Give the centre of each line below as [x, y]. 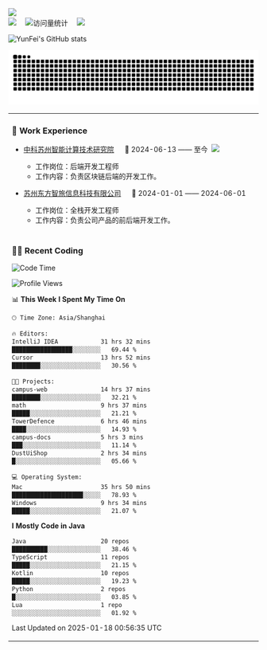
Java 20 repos [70, 542]
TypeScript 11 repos [70, 558]
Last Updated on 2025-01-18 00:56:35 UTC [87, 628]
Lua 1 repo [67, 605]
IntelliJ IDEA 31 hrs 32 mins [81, 342]
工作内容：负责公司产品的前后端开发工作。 [105, 220]
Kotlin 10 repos [70, 574]
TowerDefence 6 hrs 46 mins [79, 421]
